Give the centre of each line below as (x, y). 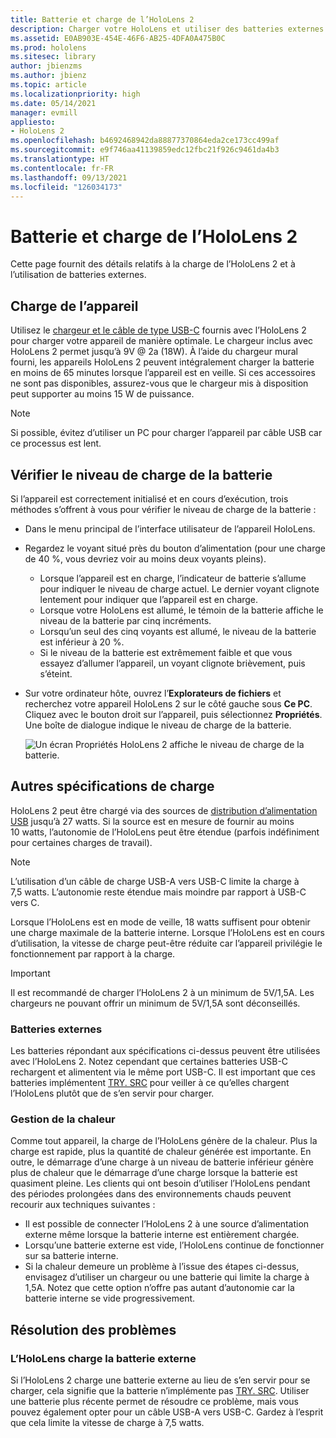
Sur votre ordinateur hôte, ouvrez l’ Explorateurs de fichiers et (153, 693)
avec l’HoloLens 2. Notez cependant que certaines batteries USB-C (149, 1062)
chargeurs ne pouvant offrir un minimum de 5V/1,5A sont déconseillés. (155, 1003)
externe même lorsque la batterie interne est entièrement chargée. (162, 1235)
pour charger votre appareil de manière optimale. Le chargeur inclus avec (162, 341)
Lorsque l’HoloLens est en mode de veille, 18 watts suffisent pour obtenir (160, 922)
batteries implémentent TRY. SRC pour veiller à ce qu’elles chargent (150, 1083)
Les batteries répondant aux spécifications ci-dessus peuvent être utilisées (165, 1051)
